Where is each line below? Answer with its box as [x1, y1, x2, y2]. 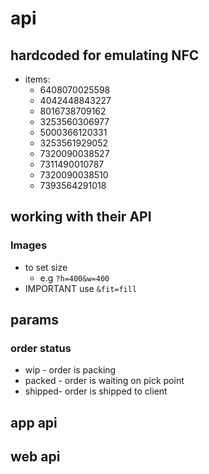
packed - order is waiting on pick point [24, 375, 185, 387]
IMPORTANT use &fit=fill [24, 282, 138, 294]
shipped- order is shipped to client [24, 385, 168, 397]
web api [10, 448, 61, 466]
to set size [24, 261, 68, 273]
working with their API [10, 208, 152, 226]
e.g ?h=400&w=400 [39, 272, 110, 284]
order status [10, 342, 72, 355]
